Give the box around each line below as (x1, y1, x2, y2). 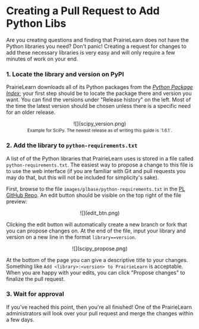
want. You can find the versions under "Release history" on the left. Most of (6, 96, 191, 103)
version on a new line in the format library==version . (6, 233, 137, 241)
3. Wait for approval (6, 290, 64, 298)
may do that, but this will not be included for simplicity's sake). (6, 174, 159, 181)
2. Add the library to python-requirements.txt (6, 141, 138, 149)
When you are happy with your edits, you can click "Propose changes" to (6, 269, 185, 276)
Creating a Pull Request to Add (6, 4, 160, 18)
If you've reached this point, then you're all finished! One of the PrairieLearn (6, 304, 192, 311)
